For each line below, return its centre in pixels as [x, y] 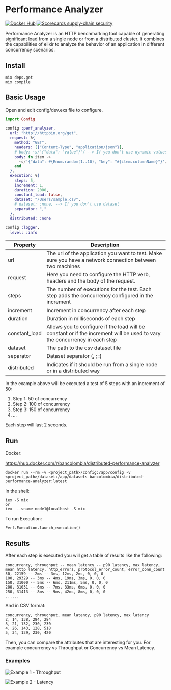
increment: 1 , [29, 185]
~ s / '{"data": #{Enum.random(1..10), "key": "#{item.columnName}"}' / [93, 162]
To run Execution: [24, 518]
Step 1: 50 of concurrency [40, 398]
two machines [63, 266]
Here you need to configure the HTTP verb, [98, 274]
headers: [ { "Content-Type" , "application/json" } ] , [69, 147]
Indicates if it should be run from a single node [102, 364]
